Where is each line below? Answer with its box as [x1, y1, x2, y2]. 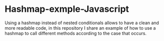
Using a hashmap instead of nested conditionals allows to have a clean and [4, 20, 159, 26]
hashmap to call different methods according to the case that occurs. [4, 30, 147, 36]
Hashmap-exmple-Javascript [4, 3, 129, 15]
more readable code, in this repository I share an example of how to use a [4, 25, 156, 31]
